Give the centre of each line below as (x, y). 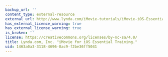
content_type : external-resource (40, 14)
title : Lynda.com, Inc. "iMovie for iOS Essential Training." (71, 42)
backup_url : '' (21, 10)
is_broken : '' (20, 33)
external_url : (20, 19)
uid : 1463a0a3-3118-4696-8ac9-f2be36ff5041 (51, 47)
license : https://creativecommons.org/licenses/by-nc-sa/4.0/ (71, 38)
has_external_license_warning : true (43, 28)
